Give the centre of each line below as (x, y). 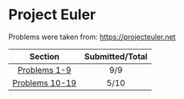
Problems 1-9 (44, 69)
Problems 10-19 (45, 83)
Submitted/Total (116, 56)
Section (45, 56)
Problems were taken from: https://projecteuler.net (92, 37)
